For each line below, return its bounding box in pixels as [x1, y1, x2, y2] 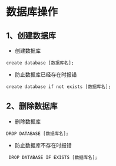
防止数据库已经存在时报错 [14, 71, 77, 78]
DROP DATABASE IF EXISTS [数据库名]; [8, 154, 98, 160]
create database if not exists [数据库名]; [6, 84, 111, 90]
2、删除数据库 [6, 101, 58, 111]
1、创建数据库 [6, 31, 57, 40]
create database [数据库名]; [6, 60, 74, 66]
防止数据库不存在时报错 [14, 141, 72, 148]
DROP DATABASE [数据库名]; [6, 130, 69, 137]
